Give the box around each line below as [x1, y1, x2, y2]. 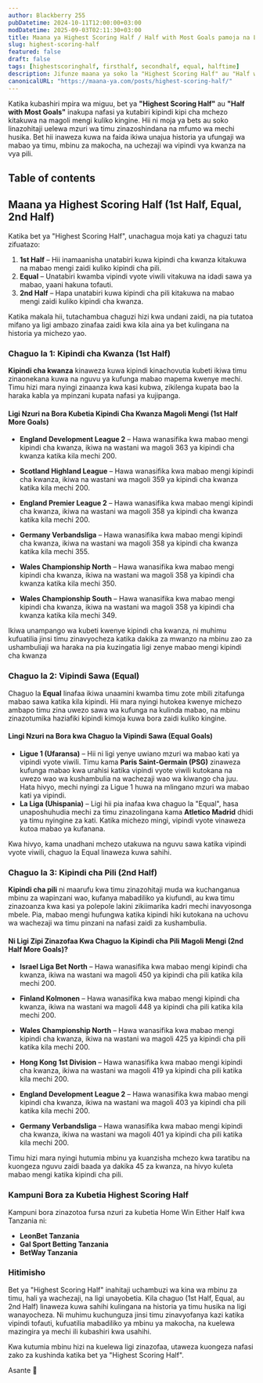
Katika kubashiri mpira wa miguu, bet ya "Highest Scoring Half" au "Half [8, 99, 245, 108]
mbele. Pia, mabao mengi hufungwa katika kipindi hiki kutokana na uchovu [8, 910, 249, 919]
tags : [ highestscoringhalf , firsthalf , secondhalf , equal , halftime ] [8, 63, 240, 71]
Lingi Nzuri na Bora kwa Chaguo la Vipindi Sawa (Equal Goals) [8, 732, 213, 741]
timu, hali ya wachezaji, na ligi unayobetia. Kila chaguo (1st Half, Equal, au [8, 1293, 245, 1303]
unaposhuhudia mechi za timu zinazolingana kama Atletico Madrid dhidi [19, 807, 254, 816]
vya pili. [8, 148, 34, 158]
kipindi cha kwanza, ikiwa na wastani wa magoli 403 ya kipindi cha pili [19, 1098, 247, 1107]
